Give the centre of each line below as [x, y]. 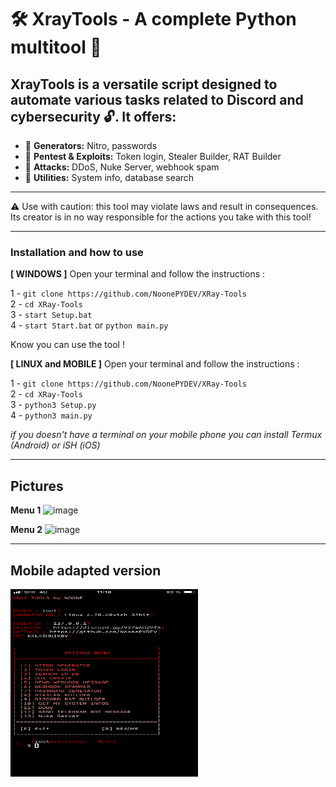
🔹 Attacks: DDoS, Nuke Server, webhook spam [122, 167]
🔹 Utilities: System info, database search [109, 177]
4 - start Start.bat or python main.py [89, 325]
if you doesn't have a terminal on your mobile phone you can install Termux [166, 435]
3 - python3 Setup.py [53, 405]
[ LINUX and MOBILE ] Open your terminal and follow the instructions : [155, 364]
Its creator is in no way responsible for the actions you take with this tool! [161, 217]
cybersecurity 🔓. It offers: [93, 116]
